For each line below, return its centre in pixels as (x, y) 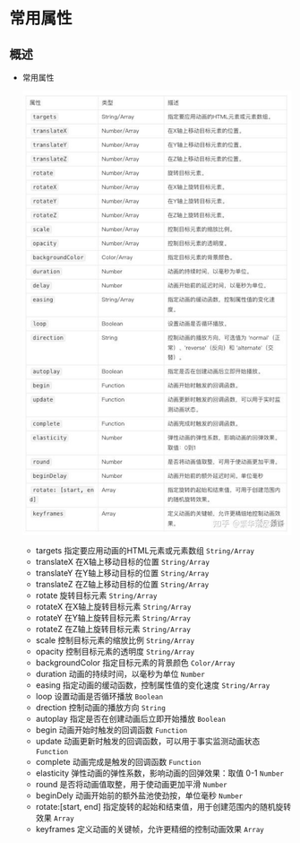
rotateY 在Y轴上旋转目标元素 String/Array (113, 617)
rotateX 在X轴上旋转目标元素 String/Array (113, 606)
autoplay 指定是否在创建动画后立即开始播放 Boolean (131, 718)
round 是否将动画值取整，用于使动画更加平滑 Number (131, 784)
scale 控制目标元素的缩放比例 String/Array (115, 640)
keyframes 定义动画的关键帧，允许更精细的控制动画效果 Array (150, 829)
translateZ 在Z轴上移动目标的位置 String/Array (122, 584)
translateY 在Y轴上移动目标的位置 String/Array (122, 573)
